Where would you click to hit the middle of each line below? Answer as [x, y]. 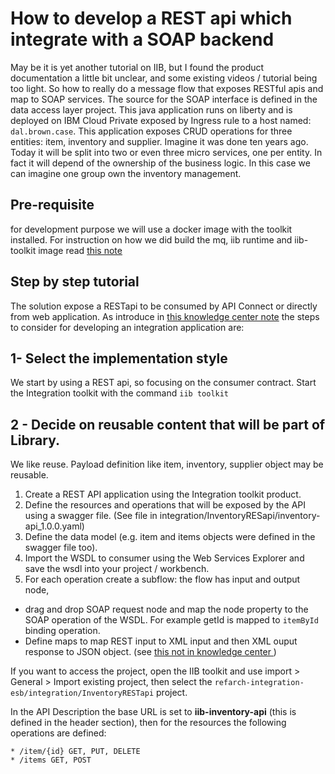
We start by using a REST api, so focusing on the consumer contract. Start [163, 383]
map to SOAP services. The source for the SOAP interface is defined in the [164, 99]
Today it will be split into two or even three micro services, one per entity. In [166, 152]
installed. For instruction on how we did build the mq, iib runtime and [151, 239]
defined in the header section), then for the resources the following [148, 723]
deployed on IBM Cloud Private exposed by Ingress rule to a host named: [161, 120]
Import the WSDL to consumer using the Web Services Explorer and [164, 558]
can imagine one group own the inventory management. [126, 173]
